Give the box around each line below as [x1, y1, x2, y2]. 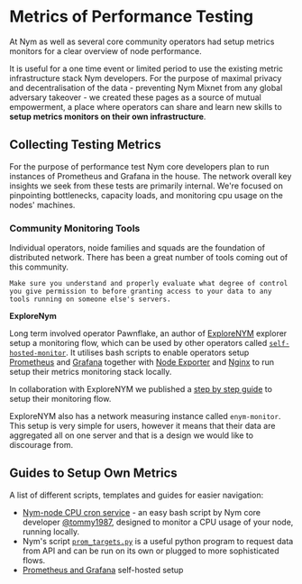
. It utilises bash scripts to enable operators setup [66, 347, 250, 358]
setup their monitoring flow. [9, 394, 112, 405]
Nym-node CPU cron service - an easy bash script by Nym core [22, 506, 261, 517]
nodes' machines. [9, 199, 76, 210]
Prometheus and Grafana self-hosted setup [22, 564, 184, 575]
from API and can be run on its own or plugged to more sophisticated [22, 545, 279, 556]
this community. [9, 261, 69, 272]
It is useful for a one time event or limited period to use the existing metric [9, 63, 284, 74]
